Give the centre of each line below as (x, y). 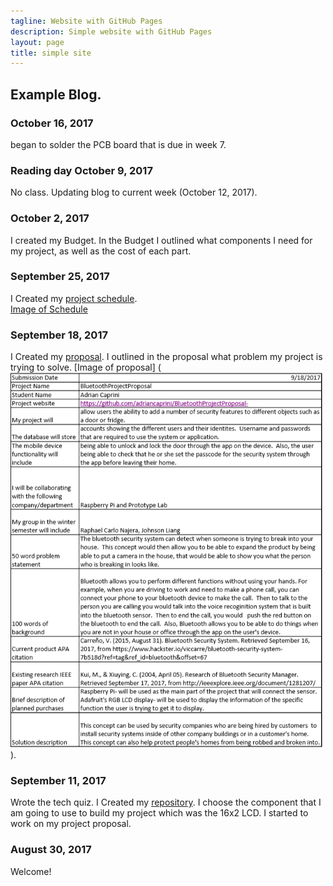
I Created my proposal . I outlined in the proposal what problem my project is (166, 357)
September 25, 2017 (60, 277)
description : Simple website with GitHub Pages (111, 31)
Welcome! (31, 871)
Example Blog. (56, 94)
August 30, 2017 (51, 850)
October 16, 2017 (52, 123)
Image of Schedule (49, 309)
